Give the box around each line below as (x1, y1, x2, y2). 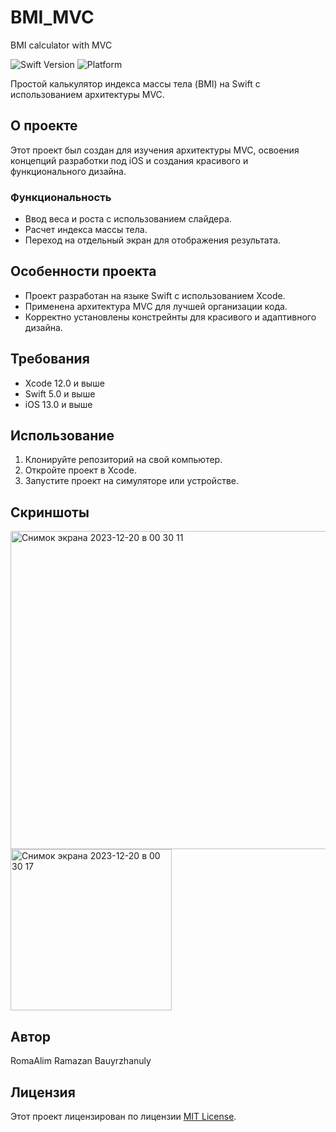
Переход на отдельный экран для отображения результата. (24, 234, 282, 246)
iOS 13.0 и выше (24, 398, 93, 410)
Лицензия (10, 1084, 76, 1101)
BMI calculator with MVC (10, 39, 113, 51)
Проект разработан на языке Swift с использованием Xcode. (24, 289, 286, 301)
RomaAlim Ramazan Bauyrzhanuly (10, 1055, 152, 1067)
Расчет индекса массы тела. (24, 224, 148, 236)
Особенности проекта (10, 263, 157, 280)
